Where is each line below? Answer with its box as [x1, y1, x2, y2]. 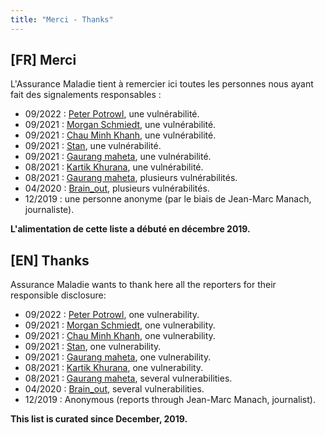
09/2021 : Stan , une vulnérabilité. [24, 140, 162, 152]
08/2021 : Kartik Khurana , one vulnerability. [24, 362, 204, 374]
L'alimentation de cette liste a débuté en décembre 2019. [10, 223, 251, 235]
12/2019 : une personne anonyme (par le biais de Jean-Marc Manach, [24, 193, 312, 205]
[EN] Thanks [10, 252, 90, 269]
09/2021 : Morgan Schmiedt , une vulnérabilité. [24, 119, 217, 131]
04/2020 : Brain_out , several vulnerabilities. [24, 383, 205, 395]
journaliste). [24, 204, 75, 216]
